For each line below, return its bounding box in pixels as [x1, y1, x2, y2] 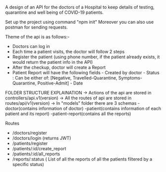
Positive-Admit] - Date [37, 80, 83, 86]
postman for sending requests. [5, 24, 68, 30]
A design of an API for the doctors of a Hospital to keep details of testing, [5, 4, 155, 10]
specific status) [12, 162, 45, 167]
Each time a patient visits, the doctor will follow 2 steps [12, 49, 125, 54]
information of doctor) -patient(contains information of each [39, 106, 161, 111]
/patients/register [12, 140, 48, 146]
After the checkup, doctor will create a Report [12, 64, 106, 70]
